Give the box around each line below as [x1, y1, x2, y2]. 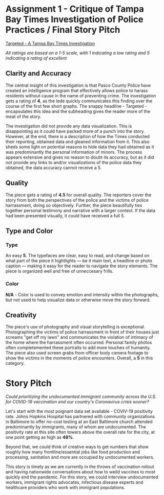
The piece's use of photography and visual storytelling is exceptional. [5, 324, 145, 330]
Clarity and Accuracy [5, 70, 72, 78]
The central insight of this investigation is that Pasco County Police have [5, 82, 151, 88]
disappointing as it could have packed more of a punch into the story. [5, 128, 145, 134]
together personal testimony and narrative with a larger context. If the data [5, 207, 156, 213]
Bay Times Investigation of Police [5, 14, 143, 25]
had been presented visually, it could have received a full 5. [5, 212, 125, 218]
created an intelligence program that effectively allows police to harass [5, 87, 148, 94]
